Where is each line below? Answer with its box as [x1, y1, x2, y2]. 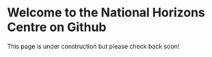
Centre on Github [7, 19, 107, 35]
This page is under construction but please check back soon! [7, 42, 180, 50]
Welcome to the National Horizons [7, 5, 205, 21]
